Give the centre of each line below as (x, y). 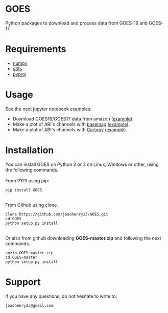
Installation (30, 150)
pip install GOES (24, 190)
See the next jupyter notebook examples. (49, 109)
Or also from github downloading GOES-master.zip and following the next (83, 238)
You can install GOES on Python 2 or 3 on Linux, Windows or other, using (82, 164)
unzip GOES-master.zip (29, 253)
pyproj (19, 74)
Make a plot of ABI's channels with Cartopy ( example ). (70, 129)
